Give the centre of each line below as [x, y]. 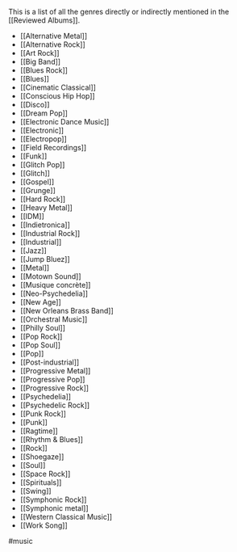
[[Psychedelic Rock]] [55, 405]
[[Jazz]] [33, 251]
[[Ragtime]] [39, 431]
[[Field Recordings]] [53, 147]
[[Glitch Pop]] [42, 164]
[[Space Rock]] [45, 474]
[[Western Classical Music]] [66, 517]
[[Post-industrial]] [50, 362]
